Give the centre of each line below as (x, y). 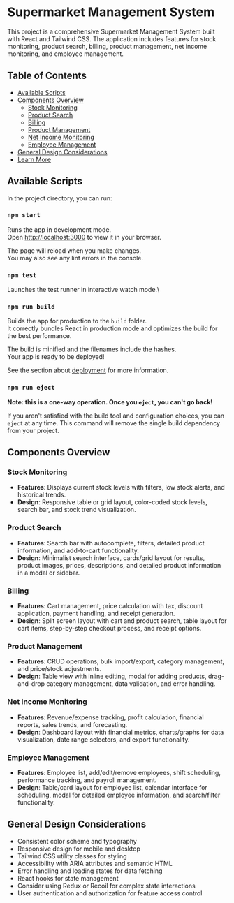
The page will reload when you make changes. (74, 250)
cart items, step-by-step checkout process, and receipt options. (109, 629)
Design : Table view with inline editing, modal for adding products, (112, 676)
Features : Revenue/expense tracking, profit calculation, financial (110, 717)
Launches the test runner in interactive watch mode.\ (83, 290)
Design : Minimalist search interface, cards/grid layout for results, (111, 558)
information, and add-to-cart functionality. (78, 550)
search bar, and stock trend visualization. (76, 510)
